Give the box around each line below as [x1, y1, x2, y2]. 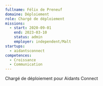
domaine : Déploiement [5, 12, 50, 17]
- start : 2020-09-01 [9, 26, 51, 30]
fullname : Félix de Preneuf [5, 7, 63, 12]
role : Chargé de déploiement [5, 16, 65, 21]
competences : [5, 53, 32, 58]
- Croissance [9, 57, 36, 62]
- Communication [9, 62, 43, 67]
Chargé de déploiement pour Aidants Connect [5, 76, 98, 82]
